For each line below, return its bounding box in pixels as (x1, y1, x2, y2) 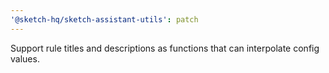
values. (10, 52, 40, 65)
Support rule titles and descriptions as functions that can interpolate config (10, 42, 320, 54)
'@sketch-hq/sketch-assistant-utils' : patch (10, 14, 199, 25)
